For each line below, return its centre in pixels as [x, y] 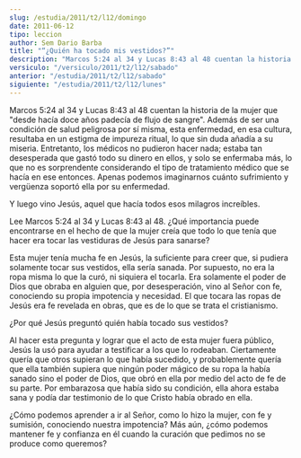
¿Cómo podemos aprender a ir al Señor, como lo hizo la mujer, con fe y [141, 415]
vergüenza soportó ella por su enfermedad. [90, 186]
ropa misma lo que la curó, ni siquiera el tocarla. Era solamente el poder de [148, 277]
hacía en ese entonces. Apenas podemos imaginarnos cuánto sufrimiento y [149, 177]
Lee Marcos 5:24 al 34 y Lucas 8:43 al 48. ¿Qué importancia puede [134, 221]
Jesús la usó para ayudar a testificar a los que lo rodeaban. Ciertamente [143, 349]
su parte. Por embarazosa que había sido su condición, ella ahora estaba [144, 388]
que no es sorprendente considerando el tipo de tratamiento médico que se [149, 167]
